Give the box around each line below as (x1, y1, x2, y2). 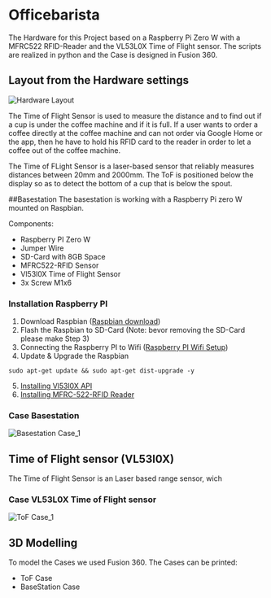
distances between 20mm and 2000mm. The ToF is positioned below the (8, 169, 254, 180)
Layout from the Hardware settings (8, 73, 190, 87)
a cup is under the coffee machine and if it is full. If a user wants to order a (8, 120, 259, 129)
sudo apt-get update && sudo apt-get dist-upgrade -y (8, 367, 195, 375)
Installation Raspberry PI (8, 298, 108, 309)
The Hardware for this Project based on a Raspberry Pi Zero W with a (8, 33, 241, 42)
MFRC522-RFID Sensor (20, 260, 99, 270)
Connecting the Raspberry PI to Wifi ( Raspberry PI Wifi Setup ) (20, 343, 229, 352)
